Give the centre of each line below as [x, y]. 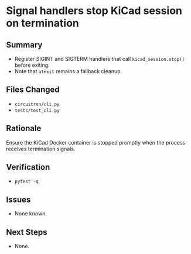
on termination [42, 23]
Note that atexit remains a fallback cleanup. [68, 71]
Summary [24, 45]
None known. [30, 214]
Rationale [24, 128]
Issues [18, 199]
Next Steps [27, 232]
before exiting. [32, 65]
